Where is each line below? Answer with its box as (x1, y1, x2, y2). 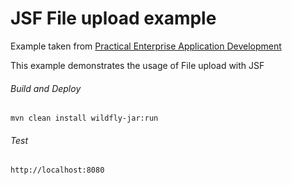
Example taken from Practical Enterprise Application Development (10, 40, 282, 52)
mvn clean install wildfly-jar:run (10, 113, 159, 124)
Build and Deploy (10, 82, 82, 94)
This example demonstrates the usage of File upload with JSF (10, 59, 265, 71)
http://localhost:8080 (10, 165, 105, 176)
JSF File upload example (10, 7, 217, 30)
